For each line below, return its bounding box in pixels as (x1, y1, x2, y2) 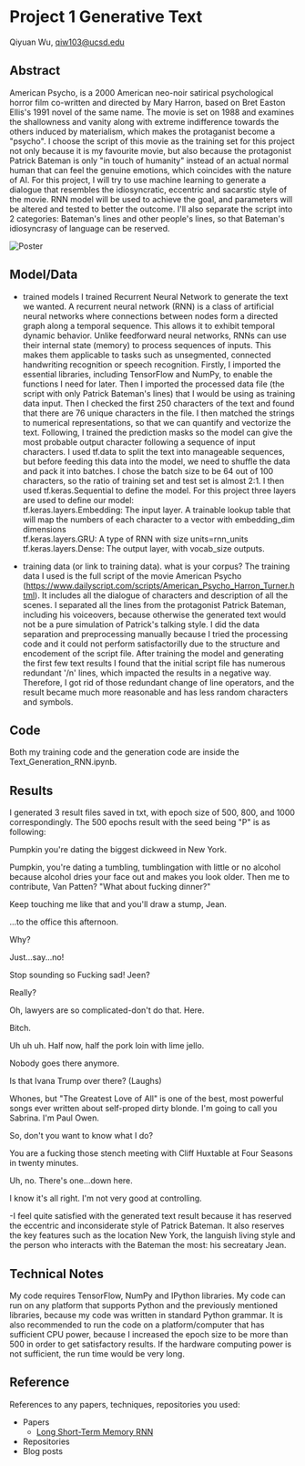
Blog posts (22, 1445, 64, 1456)
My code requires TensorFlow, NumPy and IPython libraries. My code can (9, 1290, 286, 1301)
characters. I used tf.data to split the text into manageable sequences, (22, 446, 285, 457)
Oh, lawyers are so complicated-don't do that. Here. (9, 1005, 205, 1016)
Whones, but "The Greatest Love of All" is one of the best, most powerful (9, 1093, 284, 1104)
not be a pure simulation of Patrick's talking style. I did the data (22, 618, 260, 630)
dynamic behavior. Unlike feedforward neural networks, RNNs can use (22, 330, 287, 341)
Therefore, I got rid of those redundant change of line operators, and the (22, 676, 295, 687)
